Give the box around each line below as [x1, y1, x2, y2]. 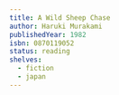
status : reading [9, 47, 70, 56]
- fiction [17, 64, 54, 73]
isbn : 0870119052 [9, 38, 75, 48]
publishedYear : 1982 [9, 30, 87, 39]
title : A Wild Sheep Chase [9, 13, 111, 23]
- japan [17, 72, 47, 81]
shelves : [9, 55, 42, 64]
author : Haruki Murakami [9, 22, 103, 31]
